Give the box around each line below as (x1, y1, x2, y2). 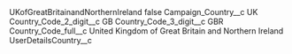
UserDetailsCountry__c (9, 35, 93, 45)
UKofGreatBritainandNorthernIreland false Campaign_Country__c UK (9, 7, 258, 17)
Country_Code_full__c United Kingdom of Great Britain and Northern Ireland (9, 26, 284, 36)
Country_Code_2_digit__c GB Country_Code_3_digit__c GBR (9, 16, 224, 27)
